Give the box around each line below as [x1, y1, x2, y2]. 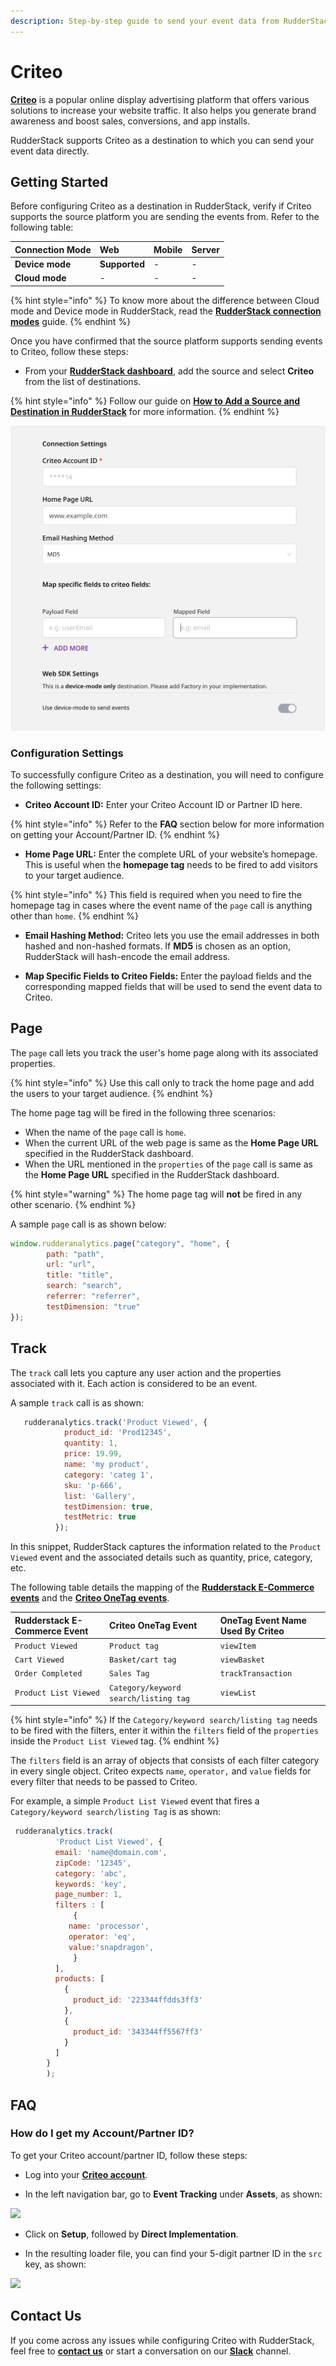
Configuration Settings [10, 746, 124, 760]
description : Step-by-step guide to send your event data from [10, 16, 280, 26]
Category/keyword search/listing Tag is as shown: [10, 1806, 221, 1818]
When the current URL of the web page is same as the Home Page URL [24, 1136, 319, 1149]
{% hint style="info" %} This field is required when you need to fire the [10, 888, 302, 900]
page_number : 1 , [54, 1890, 123, 1900]
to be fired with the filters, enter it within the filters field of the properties [10, 1725, 319, 1737]
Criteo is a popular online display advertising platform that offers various [10, 93, 310, 105]
